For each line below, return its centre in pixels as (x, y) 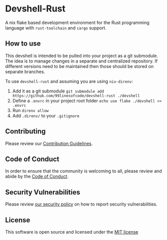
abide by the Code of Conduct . (37, 176)
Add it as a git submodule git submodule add (58, 91)
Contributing (25, 131)
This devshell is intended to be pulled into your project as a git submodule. (82, 55)
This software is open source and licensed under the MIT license (72, 232)
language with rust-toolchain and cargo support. (56, 27)
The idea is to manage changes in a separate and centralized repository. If (82, 61)
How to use (23, 44)
